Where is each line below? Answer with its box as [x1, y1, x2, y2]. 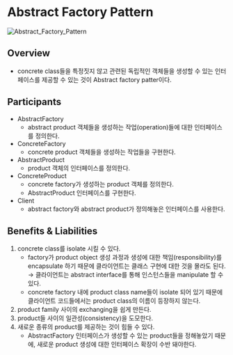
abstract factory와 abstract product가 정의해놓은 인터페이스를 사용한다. [27, 205, 225, 213]
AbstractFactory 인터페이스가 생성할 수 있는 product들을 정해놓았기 [27, 331, 214, 340]
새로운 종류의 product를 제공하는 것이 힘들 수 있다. [17, 323, 155, 331]
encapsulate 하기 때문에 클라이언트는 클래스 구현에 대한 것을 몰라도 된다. [27, 262, 226, 270]
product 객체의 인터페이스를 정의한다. [27, 164, 131, 172]
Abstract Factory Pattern [7, 4, 154, 20]
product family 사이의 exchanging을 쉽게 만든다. [17, 306, 152, 314]
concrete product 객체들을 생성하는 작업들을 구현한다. [27, 148, 176, 156]
